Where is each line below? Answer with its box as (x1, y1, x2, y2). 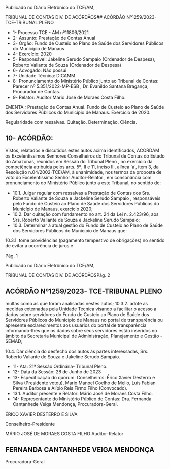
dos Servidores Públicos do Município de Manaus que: (12, 227, 127, 233)
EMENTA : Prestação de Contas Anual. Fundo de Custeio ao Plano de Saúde (5, 104, 164, 110)
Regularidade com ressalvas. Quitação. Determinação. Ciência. (5, 119, 137, 125)
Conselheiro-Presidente (5, 421, 55, 427)
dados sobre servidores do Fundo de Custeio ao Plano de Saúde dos (5, 311, 149, 317)
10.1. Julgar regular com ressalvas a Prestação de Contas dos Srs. (12, 190, 151, 196)
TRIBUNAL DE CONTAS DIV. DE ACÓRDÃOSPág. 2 (5, 272, 110, 278)
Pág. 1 (5, 253, 18, 259)
